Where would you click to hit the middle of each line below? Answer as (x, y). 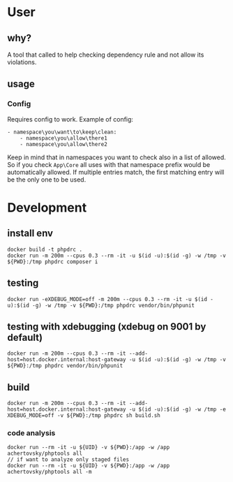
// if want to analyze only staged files (68, 460)
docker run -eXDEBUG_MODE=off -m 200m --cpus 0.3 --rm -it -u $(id (107, 299)
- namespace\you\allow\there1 (64, 138)
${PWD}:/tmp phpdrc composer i (53, 262)
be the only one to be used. (47, 180)
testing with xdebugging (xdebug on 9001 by (107, 327)
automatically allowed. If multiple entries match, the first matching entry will (116, 172)
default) (25, 337)
